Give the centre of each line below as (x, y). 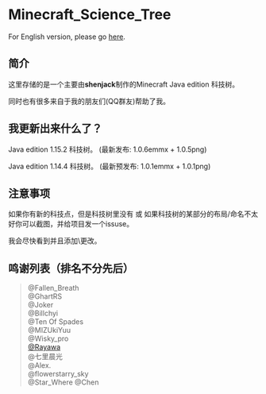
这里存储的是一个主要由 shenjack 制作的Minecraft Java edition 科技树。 (124, 84)
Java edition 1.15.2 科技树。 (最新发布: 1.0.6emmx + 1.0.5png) (108, 149)
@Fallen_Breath (53, 288)
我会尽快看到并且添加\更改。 (55, 241)
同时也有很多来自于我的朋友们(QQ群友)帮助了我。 (89, 101)
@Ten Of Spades (56, 322)
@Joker (40, 305)
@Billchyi (42, 313)
